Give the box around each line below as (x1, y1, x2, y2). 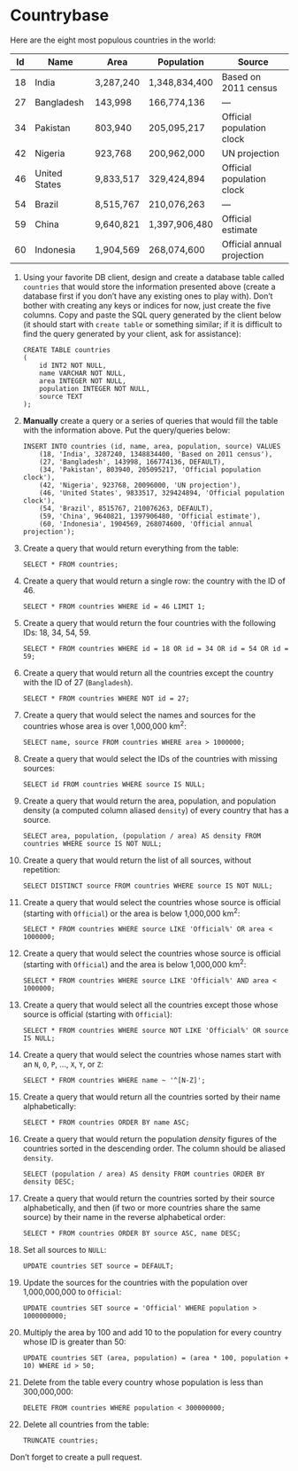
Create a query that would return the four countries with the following (22, 617, 277, 628)
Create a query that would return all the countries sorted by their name (22, 1092, 281, 1102)
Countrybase (10, 5, 110, 26)
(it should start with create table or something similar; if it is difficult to (22, 318, 282, 329)
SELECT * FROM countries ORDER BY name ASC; (22, 1118, 190, 1127)
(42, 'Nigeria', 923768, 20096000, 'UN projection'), (39, 481, 241, 489)
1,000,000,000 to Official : (22, 1287, 122, 1297)
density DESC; (22, 1177, 75, 1186)
